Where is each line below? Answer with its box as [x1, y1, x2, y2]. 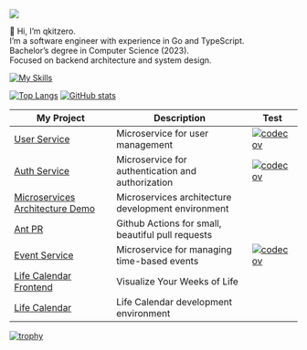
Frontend [14, 281, 53, 293]
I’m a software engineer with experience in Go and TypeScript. [9, 36, 245, 46]
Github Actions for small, [115, 217, 222, 230]
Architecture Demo [14, 202, 96, 214]
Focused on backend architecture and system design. [9, 55, 212, 66]
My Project [36, 112, 85, 124]
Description [153, 112, 206, 124]
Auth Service [14, 165, 70, 177]
